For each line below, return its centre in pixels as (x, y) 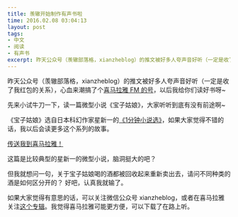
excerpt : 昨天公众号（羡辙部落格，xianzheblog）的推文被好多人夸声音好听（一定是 (116, 60)
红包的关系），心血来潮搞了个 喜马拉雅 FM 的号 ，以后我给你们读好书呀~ (123, 90)
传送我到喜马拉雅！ (35, 143)
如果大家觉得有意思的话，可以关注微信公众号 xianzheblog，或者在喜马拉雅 (116, 197)
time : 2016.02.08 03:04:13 (47, 20)
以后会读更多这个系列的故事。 (69, 129)
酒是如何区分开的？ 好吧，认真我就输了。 (67, 182)
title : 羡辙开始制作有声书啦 (45, 14)
